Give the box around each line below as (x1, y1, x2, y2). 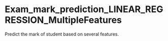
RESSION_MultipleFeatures (5, 14, 122, 26)
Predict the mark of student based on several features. (5, 31, 119, 37)
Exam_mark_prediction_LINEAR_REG (5, 4, 163, 15)
